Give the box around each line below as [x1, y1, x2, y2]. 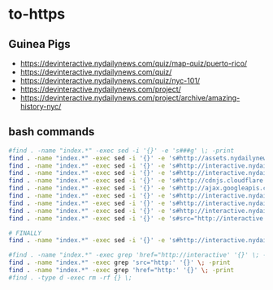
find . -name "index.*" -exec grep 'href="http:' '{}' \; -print [8, 267, 234, 275]
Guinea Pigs [8, 37, 71, 51]
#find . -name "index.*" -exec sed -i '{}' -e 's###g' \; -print [8, 147, 234, 155]
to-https [8, 5, 66, 23]
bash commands [8, 125, 95, 139]
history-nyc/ [19, 102, 62, 111]
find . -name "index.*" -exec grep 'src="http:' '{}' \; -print [8, 258, 231, 267]
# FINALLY [8, 228, 42, 237]
